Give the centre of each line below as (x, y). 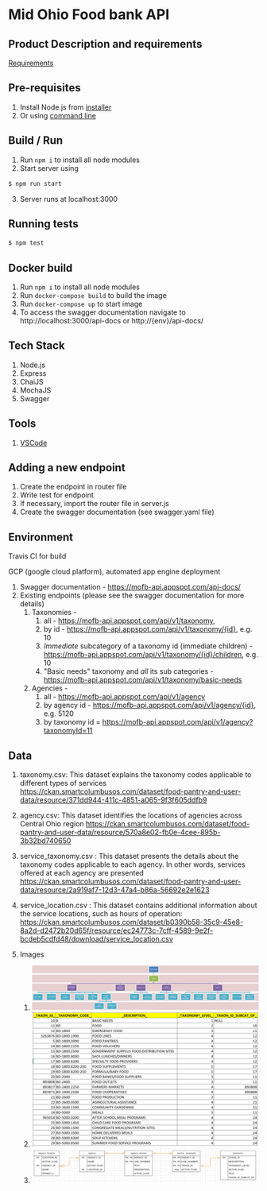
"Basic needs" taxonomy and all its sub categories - (129, 671)
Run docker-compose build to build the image (93, 295)
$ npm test (26, 243)
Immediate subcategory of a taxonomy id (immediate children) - (148, 646)
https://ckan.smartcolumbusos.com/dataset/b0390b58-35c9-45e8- (132, 922)
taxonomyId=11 (68, 731)
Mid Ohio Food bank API (89, 15)
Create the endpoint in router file (73, 487)
